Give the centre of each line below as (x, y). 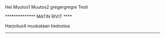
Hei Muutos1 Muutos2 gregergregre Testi (47, 7)
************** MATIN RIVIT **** (39, 16)
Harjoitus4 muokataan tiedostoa (38, 26)
